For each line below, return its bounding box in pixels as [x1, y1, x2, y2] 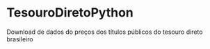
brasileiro [6, 35, 33, 43]
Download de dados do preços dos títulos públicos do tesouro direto [6, 28, 203, 36]
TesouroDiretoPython [6, 5, 134, 21]
